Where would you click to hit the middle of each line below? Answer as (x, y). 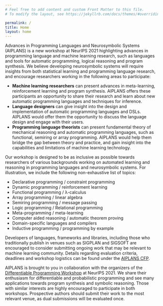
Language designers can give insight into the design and (69, 107)
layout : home (18, 32)
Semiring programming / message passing (54, 203)
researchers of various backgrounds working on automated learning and (78, 162)
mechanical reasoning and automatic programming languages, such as (83, 132)
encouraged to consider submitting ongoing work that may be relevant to (78, 248)
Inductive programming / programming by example (63, 228)
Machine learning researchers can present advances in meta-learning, (83, 86)
